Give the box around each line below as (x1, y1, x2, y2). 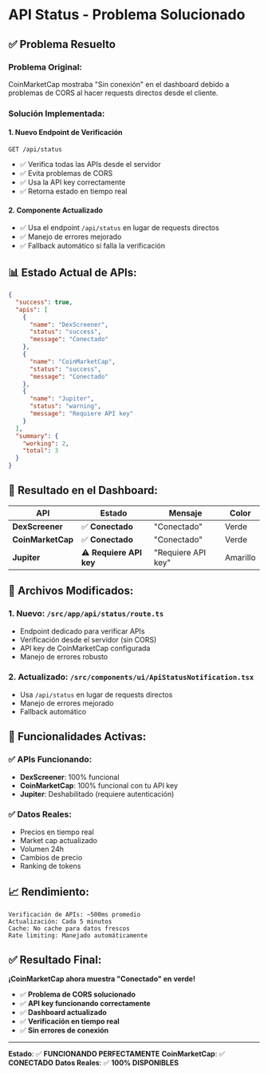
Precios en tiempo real (19, 827, 94, 837)
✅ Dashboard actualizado (19, 1008, 108, 1017)
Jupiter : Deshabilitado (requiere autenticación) (19, 789, 175, 798)
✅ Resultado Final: (8, 953, 102, 966)
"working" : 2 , (22, 440, 69, 447)
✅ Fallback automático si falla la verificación (19, 241, 166, 251)
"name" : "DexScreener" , (29, 320, 109, 328)
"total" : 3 (22, 447, 59, 455)
